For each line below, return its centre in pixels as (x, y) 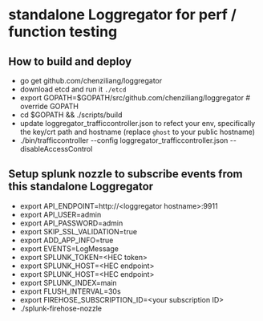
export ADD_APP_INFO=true (67, 240)
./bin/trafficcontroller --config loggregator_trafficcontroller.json (124, 140)
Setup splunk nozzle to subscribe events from (125, 174)
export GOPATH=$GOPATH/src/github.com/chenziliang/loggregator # (135, 98)
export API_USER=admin (61, 214)
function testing (63, 32)
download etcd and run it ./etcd (73, 89)
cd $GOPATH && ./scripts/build (71, 115)
